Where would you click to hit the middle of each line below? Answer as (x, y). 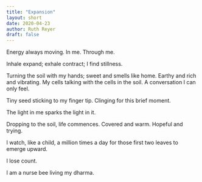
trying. (15, 131)
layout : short (24, 18)
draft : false (23, 35)
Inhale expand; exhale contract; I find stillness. (64, 64)
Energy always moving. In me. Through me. (61, 52)
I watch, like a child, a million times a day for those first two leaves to (92, 143)
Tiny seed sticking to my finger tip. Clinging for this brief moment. (89, 101)
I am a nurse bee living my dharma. (50, 173)
